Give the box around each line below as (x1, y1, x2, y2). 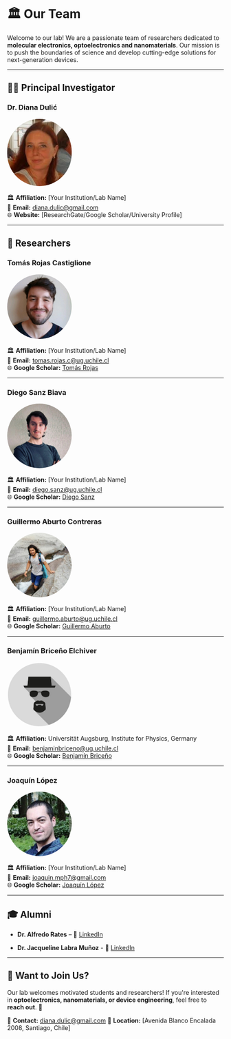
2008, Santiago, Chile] (7, 1023, 71, 1031)
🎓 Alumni (7, 908, 52, 920)
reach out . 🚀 (7, 1002, 43, 1011)
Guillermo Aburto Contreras (7, 517, 102, 526)
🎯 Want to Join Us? (7, 970, 89, 982)
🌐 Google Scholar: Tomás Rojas (7, 363, 98, 371)
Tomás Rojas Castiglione (7, 258, 91, 268)
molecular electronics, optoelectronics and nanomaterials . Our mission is (7, 41, 220, 49)
